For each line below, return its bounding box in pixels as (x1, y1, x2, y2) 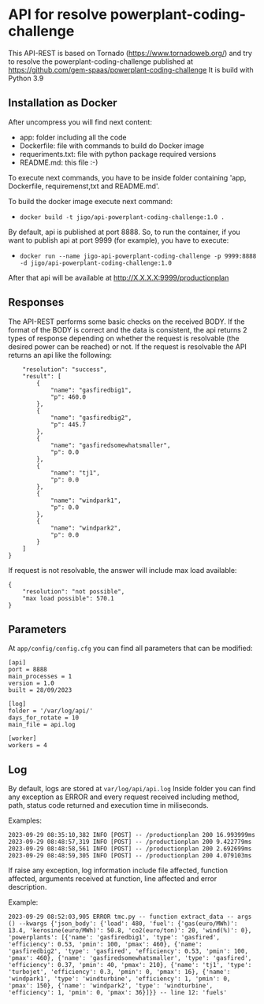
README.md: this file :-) (19, 158, 99, 167)
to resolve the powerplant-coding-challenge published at (8, 57, 193, 66)
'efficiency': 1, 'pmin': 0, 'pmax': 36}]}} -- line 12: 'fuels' (8, 989, 227, 997)
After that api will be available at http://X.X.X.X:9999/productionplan (8, 273, 229, 282)
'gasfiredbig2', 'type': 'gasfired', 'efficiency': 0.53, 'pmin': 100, (8, 947, 248, 955)
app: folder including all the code (19, 132, 128, 142)
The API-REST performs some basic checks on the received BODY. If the (8, 317, 245, 326)
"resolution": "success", (22, 365, 108, 374)
